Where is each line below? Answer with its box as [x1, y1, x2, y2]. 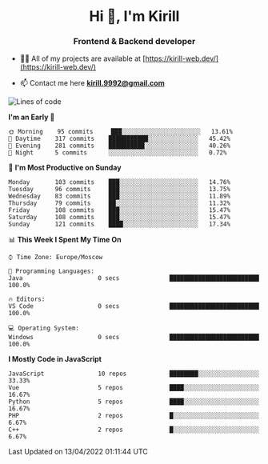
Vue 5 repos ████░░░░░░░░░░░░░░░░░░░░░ [8, 384, 260, 392]
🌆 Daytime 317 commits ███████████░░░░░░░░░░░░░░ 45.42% [8, 135, 230, 143]
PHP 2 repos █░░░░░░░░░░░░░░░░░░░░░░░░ [8, 412, 260, 420]
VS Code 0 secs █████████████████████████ [8, 302, 260, 310]
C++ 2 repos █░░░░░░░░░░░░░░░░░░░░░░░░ [8, 426, 260, 434]
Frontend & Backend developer [73, 36, 196, 47]
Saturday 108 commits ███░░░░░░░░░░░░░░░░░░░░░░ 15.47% [8, 214, 230, 222]
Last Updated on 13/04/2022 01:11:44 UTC [8, 447, 148, 457]
